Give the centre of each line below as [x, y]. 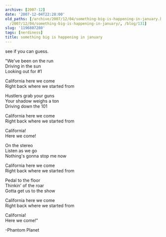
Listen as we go [21, 151]
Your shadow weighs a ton [32, 101]
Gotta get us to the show [30, 191]
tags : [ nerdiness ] [24, 33]
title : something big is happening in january [54, 38]
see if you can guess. [27, 51]
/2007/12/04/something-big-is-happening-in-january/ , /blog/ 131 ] [78, 23]
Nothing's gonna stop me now [36, 156]
